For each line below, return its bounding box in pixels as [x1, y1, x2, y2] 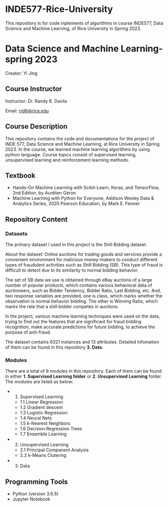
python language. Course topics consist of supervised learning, [5, 151, 137, 157]
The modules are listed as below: [5, 379, 74, 385]
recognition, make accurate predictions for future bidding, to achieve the [5, 324, 155, 330]
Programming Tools [5, 477, 68, 486]
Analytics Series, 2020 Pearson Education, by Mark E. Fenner [12, 200, 140, 206]
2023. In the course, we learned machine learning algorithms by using [5, 146, 150, 152]
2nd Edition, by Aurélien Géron [12, 190, 76, 196]
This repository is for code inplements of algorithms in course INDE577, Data [5, 20, 163, 26]
